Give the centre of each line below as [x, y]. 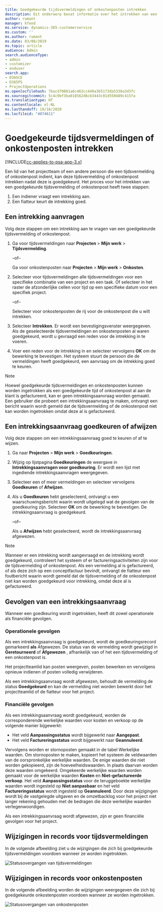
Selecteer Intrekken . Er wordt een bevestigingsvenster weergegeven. [81, 326]
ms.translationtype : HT [29, 100]
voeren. [20, 341]
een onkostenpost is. [26, 657]
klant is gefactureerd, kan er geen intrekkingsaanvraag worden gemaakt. [78, 396]
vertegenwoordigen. [25, 806]
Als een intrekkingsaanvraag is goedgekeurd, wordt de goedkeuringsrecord [81, 642]
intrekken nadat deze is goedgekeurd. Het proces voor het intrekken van [77, 181]
